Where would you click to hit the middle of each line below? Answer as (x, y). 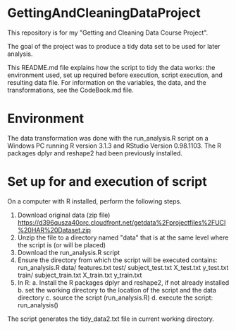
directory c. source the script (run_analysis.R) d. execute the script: (115, 297)
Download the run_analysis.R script (69, 252)
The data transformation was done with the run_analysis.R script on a (108, 138)
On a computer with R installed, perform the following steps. (94, 201)
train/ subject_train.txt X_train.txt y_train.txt (80, 275)
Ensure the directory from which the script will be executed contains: (118, 260)
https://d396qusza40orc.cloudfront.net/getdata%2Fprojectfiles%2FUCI (122, 222)
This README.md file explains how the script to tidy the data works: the (111, 67)
